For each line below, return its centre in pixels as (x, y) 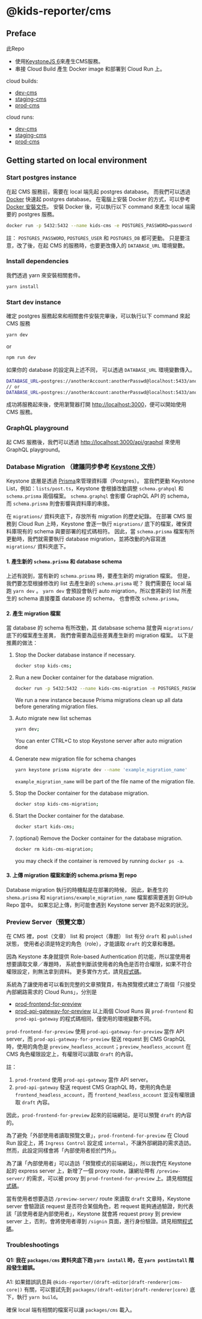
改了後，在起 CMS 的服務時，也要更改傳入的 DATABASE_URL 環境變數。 (102, 245)
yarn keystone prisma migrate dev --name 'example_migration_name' (101, 770)
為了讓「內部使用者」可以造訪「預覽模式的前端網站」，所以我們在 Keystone (99, 1164)
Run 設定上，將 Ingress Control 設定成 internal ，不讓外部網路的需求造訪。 (100, 1143)
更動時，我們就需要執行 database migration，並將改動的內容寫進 (86, 539)
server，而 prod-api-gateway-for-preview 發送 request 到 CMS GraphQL (96, 1039)
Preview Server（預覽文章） (47, 922)
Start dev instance (34, 302)
